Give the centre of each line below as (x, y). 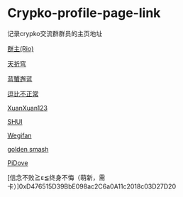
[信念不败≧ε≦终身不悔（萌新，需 (56, 177)
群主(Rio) (21, 48)
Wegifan (20, 135)
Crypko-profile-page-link (84, 13)
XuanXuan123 (28, 108)
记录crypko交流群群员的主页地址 (55, 33)
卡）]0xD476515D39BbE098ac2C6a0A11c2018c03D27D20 (91, 186)
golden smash (28, 149)
